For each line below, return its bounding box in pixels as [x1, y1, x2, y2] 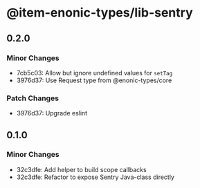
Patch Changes [6, 93, 60, 103]
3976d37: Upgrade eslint [16, 109, 88, 117]
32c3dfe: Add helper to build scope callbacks [16, 165, 147, 173]
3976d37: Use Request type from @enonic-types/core [16, 76, 172, 84]
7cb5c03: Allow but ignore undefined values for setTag [16, 68, 173, 77]
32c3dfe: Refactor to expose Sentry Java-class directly [16, 173, 174, 181]
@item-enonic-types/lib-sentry [6, 5, 193, 21]
